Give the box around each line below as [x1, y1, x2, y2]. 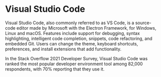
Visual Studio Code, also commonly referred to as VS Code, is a [5, 20, 134, 26]
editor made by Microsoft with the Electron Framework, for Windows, [16, 25, 157, 31]
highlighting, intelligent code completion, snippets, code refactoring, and [5, 36, 153, 41]
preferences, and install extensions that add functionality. [5, 46, 122, 52]
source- [135, 20, 152, 26]
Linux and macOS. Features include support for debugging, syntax [5, 30, 140, 36]
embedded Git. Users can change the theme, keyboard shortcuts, [5, 40, 138, 46]
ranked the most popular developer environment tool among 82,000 [5, 61, 143, 67]
